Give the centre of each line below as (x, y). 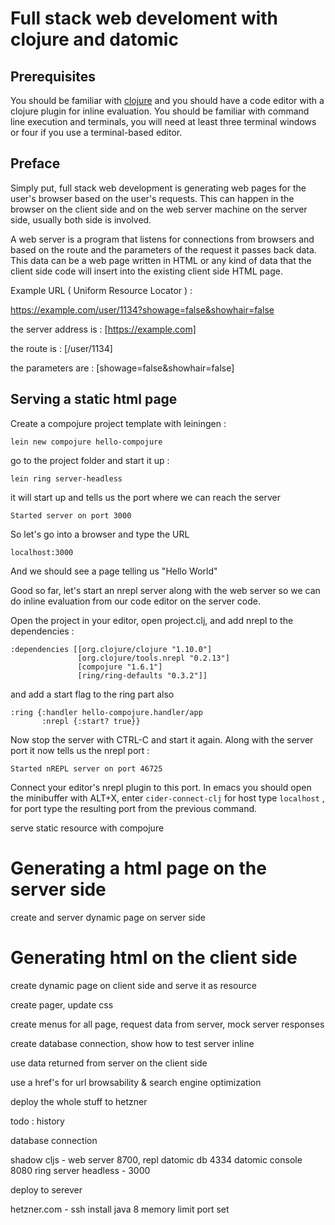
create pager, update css (62, 1004)
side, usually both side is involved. (81, 219)
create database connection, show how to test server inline (132, 1043)
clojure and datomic (94, 39)
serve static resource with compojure (87, 828)
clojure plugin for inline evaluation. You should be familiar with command (160, 111)
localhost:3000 (42, 552)
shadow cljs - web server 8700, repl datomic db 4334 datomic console (156, 1159)
